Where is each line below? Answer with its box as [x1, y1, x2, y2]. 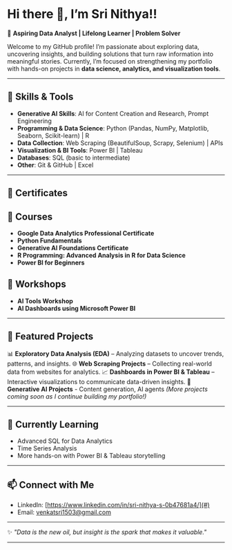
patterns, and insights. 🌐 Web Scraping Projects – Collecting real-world [7, 359, 213, 368]
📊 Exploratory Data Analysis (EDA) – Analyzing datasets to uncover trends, [7, 349, 224, 358]
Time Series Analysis [17, 444, 77, 453]
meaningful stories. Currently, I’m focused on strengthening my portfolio [7, 57, 213, 65]
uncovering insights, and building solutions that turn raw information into [7, 50, 214, 58]
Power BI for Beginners [17, 258, 85, 267]
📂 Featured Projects [7, 331, 94, 343]
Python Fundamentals [17, 236, 82, 245]
